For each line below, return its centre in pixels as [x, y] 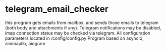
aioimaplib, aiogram [25, 43]
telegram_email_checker [57, 9]
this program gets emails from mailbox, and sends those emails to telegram [82, 23]
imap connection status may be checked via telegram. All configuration [78, 33]
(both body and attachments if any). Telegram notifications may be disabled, [83, 27]
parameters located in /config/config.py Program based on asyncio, [74, 38]
